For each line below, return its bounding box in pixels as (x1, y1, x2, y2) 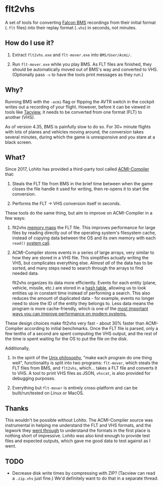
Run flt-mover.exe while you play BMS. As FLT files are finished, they (12, 61, 152, 67)
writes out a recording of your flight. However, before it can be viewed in (5, 104, 151, 110)
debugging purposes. (12, 375, 56, 381)
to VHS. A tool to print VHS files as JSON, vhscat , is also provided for (12, 370, 151, 376)
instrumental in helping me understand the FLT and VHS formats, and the (5, 423, 152, 428)
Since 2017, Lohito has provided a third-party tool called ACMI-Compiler (5, 166, 149, 172)
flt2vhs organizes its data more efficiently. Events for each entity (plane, (12, 280, 157, 286)
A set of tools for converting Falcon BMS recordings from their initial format (5, 19, 156, 25)
